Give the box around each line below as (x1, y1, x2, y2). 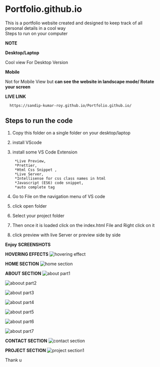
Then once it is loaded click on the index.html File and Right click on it (12, 222, 155, 228)
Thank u (5, 357, 22, 363)
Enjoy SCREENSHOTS (5, 241, 51, 247)
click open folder (12, 203, 47, 209)
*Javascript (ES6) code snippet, (14, 180, 84, 185)
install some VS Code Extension (12, 149, 78, 155)
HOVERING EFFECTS (5, 251, 49, 257)
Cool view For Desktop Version (5, 59, 68, 65)
